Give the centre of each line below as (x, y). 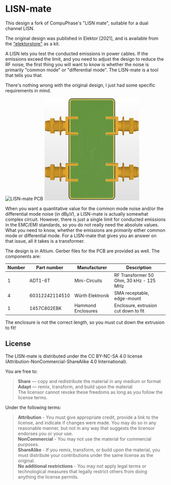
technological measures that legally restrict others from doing (82, 471)
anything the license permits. (48, 477)
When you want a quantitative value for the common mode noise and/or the (84, 208)
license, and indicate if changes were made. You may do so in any (87, 423)
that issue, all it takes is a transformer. (45, 241)
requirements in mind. (28, 90)
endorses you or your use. (45, 433)
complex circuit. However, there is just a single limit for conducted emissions (85, 219)
